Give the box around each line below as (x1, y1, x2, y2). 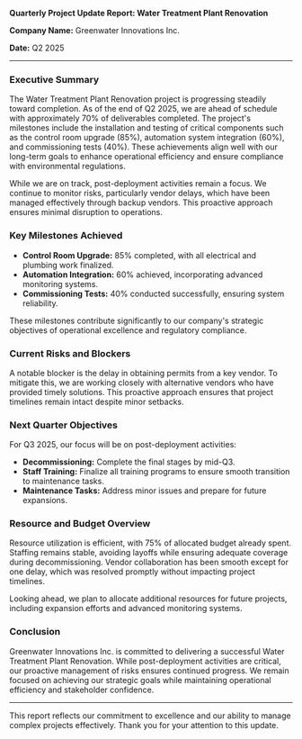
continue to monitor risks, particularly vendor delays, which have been (9, 188, 271, 199)
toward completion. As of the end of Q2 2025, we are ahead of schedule (9, 104, 278, 114)
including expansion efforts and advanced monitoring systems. (9, 603, 243, 614)
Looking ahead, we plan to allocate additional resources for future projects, (9, 593, 288, 604)
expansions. (22, 495, 67, 506)
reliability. (22, 297, 58, 309)
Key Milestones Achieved (9, 230, 123, 242)
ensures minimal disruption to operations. (9, 207, 164, 218)
